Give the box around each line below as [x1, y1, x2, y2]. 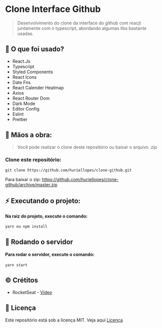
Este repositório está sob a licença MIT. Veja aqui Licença [5, 317, 123, 323]
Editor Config [12, 106, 40, 111]
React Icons [12, 74, 37, 80]
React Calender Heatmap [12, 85, 64, 91]
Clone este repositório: [5, 156, 62, 163]
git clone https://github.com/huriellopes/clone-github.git [5, 168, 132, 173]
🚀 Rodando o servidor [5, 237, 73, 246]
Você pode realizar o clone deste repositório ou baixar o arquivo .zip [17, 144, 158, 150]
